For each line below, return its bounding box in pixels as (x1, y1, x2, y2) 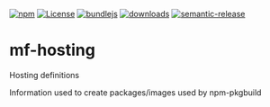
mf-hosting (9, 40, 96, 60)
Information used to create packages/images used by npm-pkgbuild (9, 86, 262, 98)
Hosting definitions (9, 69, 79, 80)
